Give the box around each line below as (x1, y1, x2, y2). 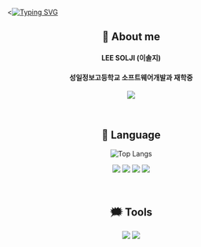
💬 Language (100, 128, 162, 142)
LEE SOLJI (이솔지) (100, 53, 162, 62)
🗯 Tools (109, 205, 153, 219)
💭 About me (102, 30, 160, 43)
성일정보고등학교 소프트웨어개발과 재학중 (69, 72, 193, 82)
